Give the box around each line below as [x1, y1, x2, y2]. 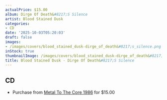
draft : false [5, 35, 32, 40]
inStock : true [5, 49, 35, 53]
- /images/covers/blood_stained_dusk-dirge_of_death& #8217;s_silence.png [5, 44, 162, 49]
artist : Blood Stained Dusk [5, 16, 64, 21]
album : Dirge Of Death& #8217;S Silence [5, 12, 88, 17]
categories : [5, 21, 30, 26]
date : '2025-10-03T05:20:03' [5, 30, 66, 35]
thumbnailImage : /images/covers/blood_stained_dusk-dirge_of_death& [5, 53, 150, 58]
